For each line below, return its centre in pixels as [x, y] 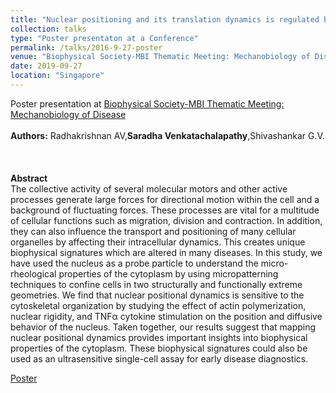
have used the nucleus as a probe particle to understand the [134, 263]
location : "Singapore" [57, 76]
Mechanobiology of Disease [68, 114]
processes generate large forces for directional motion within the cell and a [165, 199]
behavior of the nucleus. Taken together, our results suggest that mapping [163, 327]
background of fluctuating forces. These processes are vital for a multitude [165, 210]
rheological [33, 273]
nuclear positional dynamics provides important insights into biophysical [159, 337]
